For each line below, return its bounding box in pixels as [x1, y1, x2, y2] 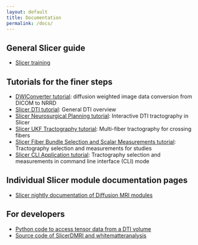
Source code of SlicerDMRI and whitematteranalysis [15, 232, 147, 239]
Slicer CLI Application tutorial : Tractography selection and [15, 151, 161, 158]
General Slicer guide [6, 43, 86, 53]
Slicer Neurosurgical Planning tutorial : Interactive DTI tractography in [15, 112, 189, 119]
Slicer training [15, 59, 51, 66]
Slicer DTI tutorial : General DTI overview [15, 106, 116, 113]
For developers [6, 209, 65, 219]
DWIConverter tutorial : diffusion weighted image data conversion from [15, 93, 193, 100]
